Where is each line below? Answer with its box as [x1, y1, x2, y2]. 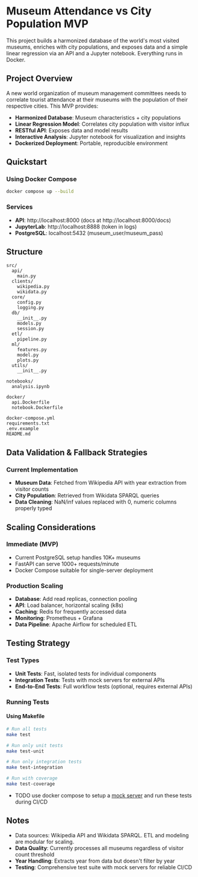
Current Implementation [6, 465, 78, 473]
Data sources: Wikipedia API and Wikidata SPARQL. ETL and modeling [14, 831, 189, 839]
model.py [17, 352, 39, 358]
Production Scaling [6, 582, 63, 590]
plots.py [17, 357, 39, 363]
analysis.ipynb [11, 384, 50, 390]
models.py [17, 321, 42, 327]
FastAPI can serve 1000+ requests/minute [14, 560, 119, 567]
